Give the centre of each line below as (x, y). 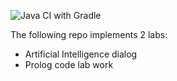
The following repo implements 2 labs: (89, 34)
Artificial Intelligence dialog (81, 54)
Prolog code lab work (69, 64)
